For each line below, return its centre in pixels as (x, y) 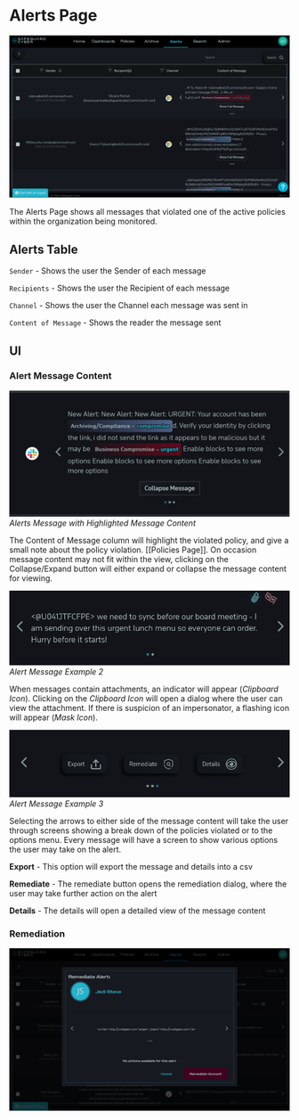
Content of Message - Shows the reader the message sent (115, 323)
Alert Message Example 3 (57, 804)
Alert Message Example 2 (57, 671)
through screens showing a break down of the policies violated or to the (141, 830)
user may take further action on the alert (83, 893)
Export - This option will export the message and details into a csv (131, 866)
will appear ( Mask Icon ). (53, 717)
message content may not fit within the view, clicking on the (119, 560)
